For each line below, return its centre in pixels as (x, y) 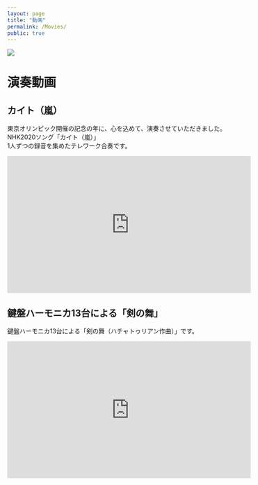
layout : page (26, 14)
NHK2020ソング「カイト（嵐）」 (54, 137)
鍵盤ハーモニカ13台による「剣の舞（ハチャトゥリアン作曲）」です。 (103, 331)
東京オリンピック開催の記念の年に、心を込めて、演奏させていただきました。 (116, 129)
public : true (26, 33)
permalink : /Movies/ (37, 26)
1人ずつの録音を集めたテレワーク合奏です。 (69, 146)
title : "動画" (27, 20)
